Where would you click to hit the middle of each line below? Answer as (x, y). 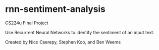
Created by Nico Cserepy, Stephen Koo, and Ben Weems (63, 42)
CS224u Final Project (27, 23)
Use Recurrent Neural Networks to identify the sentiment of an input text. (80, 32)
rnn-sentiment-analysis (55, 9)
